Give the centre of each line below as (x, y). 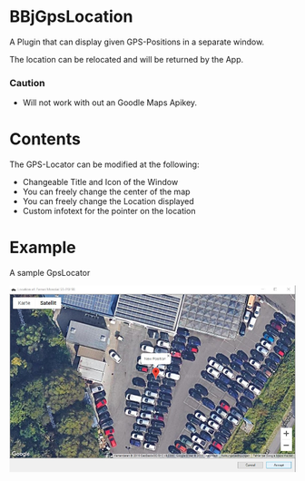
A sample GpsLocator (50, 273)
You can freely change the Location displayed (108, 201)
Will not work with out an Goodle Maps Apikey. (110, 103)
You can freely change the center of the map (106, 191)
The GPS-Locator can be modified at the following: (104, 164)
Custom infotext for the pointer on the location (109, 211)
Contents (45, 139)
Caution (27, 83)
